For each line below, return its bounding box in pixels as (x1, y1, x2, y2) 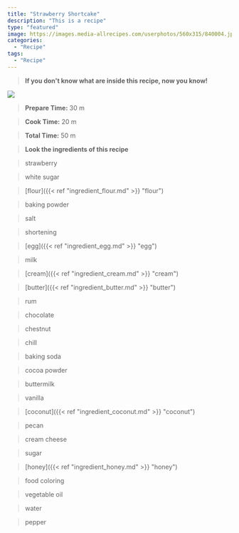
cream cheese (24, 435, 68, 443)
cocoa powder (24, 366, 68, 374)
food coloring (24, 476, 65, 485)
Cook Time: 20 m (24, 117, 77, 125)
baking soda (24, 352, 62, 361)
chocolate (24, 311, 55, 319)
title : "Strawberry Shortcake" (7, 10, 100, 18)
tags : (7, 51, 23, 58)
